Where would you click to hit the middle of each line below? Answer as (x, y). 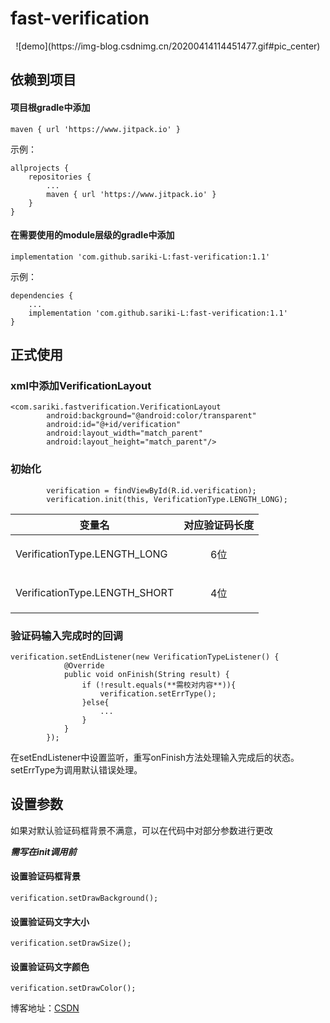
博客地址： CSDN (45, 1008)
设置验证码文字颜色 (50, 966)
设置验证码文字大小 (50, 921)
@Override (84, 666)
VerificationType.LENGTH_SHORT (95, 592)
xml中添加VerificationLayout (81, 386)
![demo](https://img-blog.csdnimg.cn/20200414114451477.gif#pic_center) (168, 46)
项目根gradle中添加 (50, 107)
